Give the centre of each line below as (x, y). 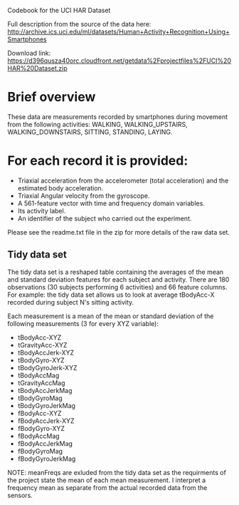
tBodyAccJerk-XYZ (46, 352)
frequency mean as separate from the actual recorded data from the (107, 487)
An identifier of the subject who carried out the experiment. (105, 218)
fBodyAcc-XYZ (39, 413)
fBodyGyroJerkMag (47, 459)
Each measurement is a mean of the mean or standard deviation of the (111, 316)
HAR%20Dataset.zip (37, 68)
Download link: (29, 53)
